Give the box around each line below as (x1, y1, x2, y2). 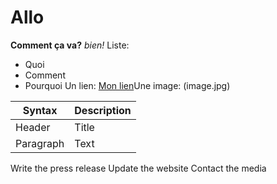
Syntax (22, 103, 58, 117)
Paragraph (15, 136, 65, 150)
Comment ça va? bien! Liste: (10, 39, 130, 51)
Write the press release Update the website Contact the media (10, 162, 267, 174)
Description (74, 103, 132, 117)
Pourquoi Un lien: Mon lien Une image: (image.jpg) (24, 79, 231, 91)
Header (15, 120, 51, 134)
